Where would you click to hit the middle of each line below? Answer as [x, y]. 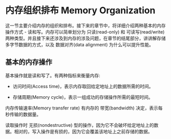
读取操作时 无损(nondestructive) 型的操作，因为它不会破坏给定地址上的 [80, 125]
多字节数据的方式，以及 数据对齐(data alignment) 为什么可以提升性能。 [79, 44]
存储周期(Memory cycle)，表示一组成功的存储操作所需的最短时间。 [83, 97]
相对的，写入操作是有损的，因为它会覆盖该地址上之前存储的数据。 [83, 131]
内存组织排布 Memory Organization [80, 10]
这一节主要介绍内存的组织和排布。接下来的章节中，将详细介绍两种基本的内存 [85, 25]
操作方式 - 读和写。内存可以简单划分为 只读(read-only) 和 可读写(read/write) [85, 32]
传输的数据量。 [25, 114]
